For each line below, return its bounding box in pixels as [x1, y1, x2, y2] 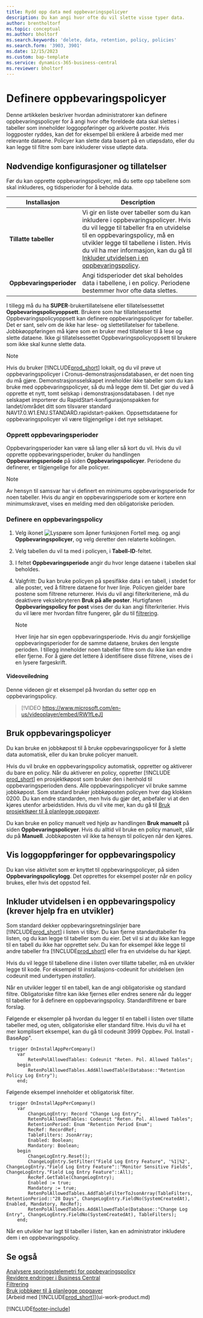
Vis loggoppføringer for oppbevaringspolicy [6, 850, 176, 860]
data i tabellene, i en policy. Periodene [82, 279, 190, 287]
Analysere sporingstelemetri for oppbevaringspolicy [6, 1268, 136, 1275]
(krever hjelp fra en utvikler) [6, 906, 114, 916]
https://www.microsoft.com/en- [42, 704, 121, 711]
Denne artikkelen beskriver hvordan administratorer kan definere [6, 112, 167, 119]
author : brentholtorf [6, 20, 61, 26]
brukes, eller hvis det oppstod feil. [6, 878, 91, 886]
